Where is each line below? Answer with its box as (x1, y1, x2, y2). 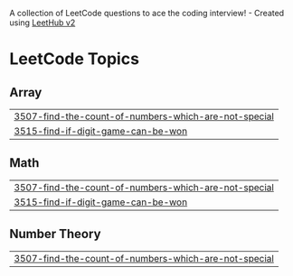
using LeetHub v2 (9, 17, 76, 28)
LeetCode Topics (9, 49, 140, 69)
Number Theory (9, 226, 101, 242)
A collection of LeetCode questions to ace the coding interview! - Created (9, 8, 285, 18)
